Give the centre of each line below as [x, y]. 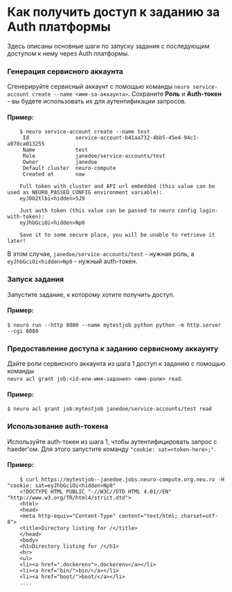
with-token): [26, 217]
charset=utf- [199, 516]
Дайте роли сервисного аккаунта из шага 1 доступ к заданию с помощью [116, 364]
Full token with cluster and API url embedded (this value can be [117, 187]
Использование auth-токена [58, 426]
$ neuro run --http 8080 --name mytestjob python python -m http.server [114, 325]
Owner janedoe [60, 162]
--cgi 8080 [23, 331]
